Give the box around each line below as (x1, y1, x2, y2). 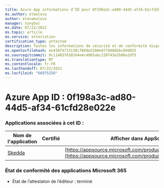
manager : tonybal (5, 21, 41, 26)
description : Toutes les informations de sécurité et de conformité (5, 43, 147, 48)
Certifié (41, 135, 60, 142)
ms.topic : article (5, 30, 42, 35)
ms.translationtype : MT (5, 57, 54, 62)
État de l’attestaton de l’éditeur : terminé (12, 178, 93, 184)
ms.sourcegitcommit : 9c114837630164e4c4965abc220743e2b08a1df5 (5, 52, 137, 58)
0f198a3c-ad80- (66, 92, 136, 103)
